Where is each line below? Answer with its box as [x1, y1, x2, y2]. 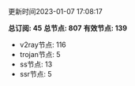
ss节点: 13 [19, 59, 53, 69]
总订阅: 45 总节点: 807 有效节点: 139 [8, 23, 128, 33]
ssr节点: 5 [19, 70, 53, 78]
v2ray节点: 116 [19, 40, 67, 49]
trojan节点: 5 [19, 50, 61, 59]
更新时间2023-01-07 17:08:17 [8, 7, 103, 16]
